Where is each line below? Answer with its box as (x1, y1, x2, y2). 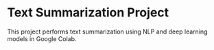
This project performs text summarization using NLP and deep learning (7, 27, 208, 36)
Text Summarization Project (7, 5, 169, 21)
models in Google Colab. (7, 34, 77, 42)
